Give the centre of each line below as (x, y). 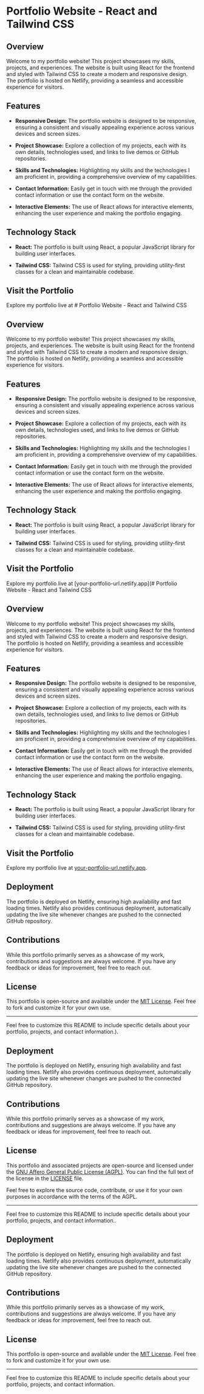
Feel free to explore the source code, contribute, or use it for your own (94, 1190)
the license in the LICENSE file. (45, 1178)
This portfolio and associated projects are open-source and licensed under (100, 1165)
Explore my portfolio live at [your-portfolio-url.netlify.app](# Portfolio (92, 583)
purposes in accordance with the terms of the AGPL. (72, 1196)
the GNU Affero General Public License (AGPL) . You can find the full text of (100, 1171)
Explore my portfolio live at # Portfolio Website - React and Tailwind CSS (97, 305)
